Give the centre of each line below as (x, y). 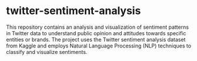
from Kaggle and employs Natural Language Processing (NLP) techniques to (99, 46)
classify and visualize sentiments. (47, 52)
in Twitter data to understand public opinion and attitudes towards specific (96, 33)
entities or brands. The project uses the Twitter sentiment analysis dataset (96, 39)
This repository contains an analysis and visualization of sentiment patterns (98, 27)
